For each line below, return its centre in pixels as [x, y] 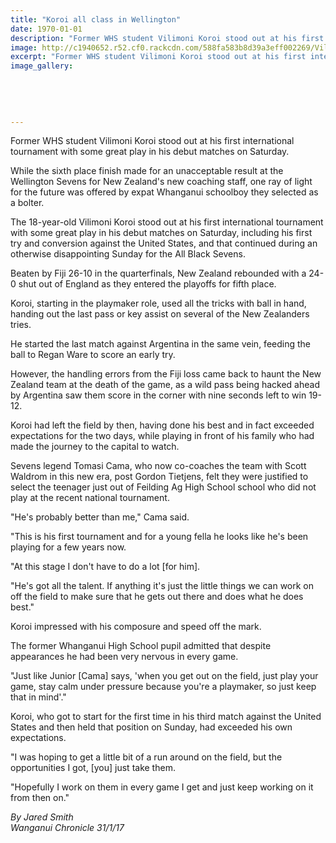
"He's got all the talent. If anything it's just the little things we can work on [162, 586]
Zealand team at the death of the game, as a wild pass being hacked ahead [165, 385]
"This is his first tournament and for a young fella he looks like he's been [159, 537]
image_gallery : [42, 66]
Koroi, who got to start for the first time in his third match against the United [166, 717]
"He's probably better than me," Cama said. [100, 517]
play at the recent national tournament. [90, 498]
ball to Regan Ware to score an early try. [93, 355]
